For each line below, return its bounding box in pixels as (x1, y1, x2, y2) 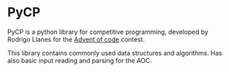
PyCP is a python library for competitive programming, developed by (7, 28, 208, 36)
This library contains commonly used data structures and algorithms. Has (7, 49, 223, 57)
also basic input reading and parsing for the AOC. (7, 56, 152, 64)
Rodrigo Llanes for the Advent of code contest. (7, 35, 145, 43)
